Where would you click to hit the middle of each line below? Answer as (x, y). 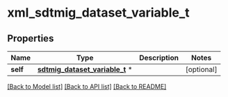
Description (159, 58)
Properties (31, 38)
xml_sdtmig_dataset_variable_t (98, 13)
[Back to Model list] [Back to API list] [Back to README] (87, 87)
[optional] (201, 69)
